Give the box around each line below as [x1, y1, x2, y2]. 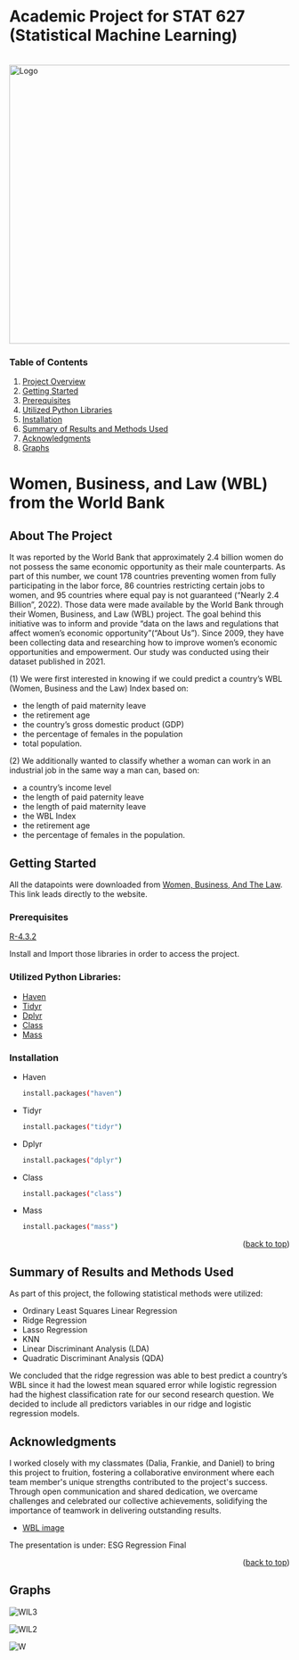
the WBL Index [21, 810, 77, 822]
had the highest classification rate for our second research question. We [9, 1390, 274, 1400]
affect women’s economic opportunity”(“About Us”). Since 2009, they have [9, 627, 285, 639]
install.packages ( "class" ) [21, 1189, 123, 1198]
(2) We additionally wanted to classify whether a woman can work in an [9, 756, 271, 767]
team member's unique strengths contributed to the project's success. [9, 1476, 269, 1487]
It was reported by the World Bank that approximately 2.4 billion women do [9, 552, 284, 563]
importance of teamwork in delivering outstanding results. [9, 1505, 222, 1515]
